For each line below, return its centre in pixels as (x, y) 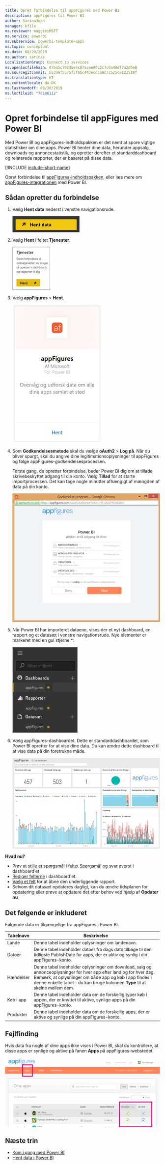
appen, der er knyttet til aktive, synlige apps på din (85, 999)
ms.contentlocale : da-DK (30, 83)
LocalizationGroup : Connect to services (47, 62)
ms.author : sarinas (25, 57)
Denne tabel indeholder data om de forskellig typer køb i (90, 995)
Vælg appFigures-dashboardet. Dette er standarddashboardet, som (80, 740)
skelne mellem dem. (54, 988)
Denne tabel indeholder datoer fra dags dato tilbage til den (93, 950)
